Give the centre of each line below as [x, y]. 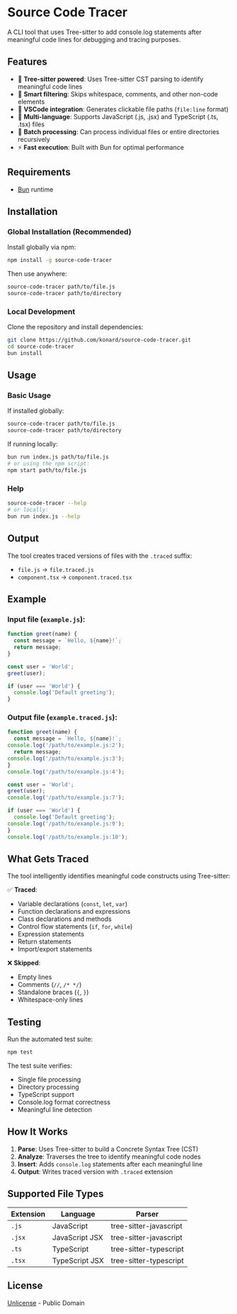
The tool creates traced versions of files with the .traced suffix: [100, 556]
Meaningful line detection [55, 1110]
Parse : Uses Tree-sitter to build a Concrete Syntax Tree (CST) [108, 1149]
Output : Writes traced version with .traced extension [95, 1171]
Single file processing [49, 1080]
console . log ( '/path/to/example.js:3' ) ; [66, 758]
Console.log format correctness [64, 1102]
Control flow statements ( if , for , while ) [75, 927]
